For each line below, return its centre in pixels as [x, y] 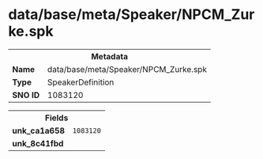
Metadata [109, 56]
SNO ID [26, 95]
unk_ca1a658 [39, 131]
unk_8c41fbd [38, 143]
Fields [56, 118]
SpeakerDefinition [81, 82]
